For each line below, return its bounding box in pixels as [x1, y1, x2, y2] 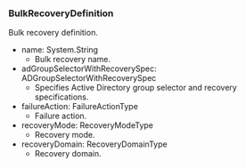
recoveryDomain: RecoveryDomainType [20, 139, 168, 149]
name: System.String [20, 44, 99, 55]
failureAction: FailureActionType [20, 101, 139, 112]
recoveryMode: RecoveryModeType [20, 120, 153, 131]
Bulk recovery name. [34, 54, 111, 65]
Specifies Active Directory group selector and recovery [34, 83, 237, 93]
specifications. [34, 92, 89, 102]
